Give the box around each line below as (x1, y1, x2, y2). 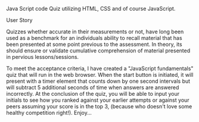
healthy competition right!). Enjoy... (6, 110, 92, 116)
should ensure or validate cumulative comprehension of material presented (6, 47, 191, 54)
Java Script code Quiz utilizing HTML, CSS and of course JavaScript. (6, 5, 176, 12)
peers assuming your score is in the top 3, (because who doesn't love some (6, 103, 192, 110)
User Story (6, 17, 33, 23)
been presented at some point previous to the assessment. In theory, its (6, 41, 183, 48)
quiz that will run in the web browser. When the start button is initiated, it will (6, 71, 194, 78)
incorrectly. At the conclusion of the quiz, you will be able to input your (6, 90, 180, 97)
